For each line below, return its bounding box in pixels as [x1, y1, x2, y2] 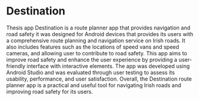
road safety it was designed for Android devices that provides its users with [6, 30, 194, 37]
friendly [6, 62, 26, 70]
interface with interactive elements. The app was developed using [26, 62, 191, 70]
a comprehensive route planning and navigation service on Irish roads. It [6, 37, 186, 44]
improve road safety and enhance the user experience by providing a [6, 56, 177, 63]
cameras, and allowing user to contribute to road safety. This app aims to [6, 49, 188, 57]
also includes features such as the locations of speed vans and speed [6, 43, 179, 50]
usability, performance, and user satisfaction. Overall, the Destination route [6, 75, 192, 82]
